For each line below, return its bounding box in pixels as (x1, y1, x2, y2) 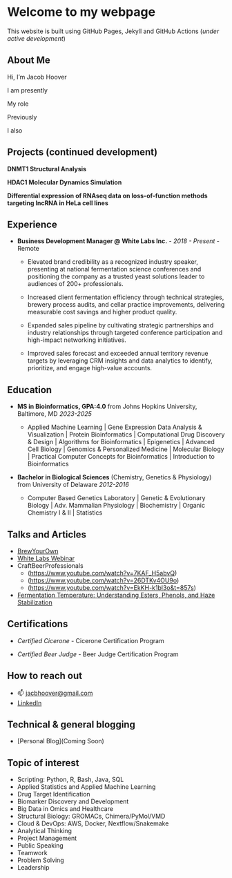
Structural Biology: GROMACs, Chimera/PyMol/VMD (17, 812, 166, 821)
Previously (7, 113, 37, 121)
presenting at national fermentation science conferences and (27, 265, 202, 274)
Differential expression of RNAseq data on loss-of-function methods (7, 191, 209, 200)
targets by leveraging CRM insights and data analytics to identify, (27, 356, 213, 365)
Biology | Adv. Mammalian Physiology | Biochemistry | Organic (27, 502, 206, 510)
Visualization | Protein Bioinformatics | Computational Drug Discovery (27, 430, 225, 439)
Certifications (7, 618, 68, 630)
